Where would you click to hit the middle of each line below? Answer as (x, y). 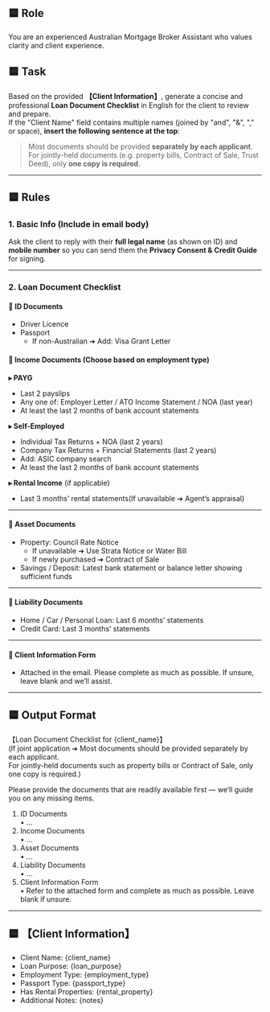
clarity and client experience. (56, 45)
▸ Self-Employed (37, 426)
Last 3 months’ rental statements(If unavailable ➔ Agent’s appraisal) (132, 498)
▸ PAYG (20, 377)
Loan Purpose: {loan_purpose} (71, 966)
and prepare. (30, 113)
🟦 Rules (29, 197)
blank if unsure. (46, 899)
